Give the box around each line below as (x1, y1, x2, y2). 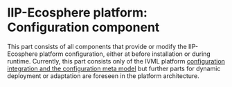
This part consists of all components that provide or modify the (7, 42, 187, 50)
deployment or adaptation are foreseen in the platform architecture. (7, 71, 199, 80)
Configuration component (7, 19, 160, 35)
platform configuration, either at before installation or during (39, 50, 211, 58)
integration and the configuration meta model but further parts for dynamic (7, 64, 221, 72)
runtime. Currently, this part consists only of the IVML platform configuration (7, 57, 225, 65)
